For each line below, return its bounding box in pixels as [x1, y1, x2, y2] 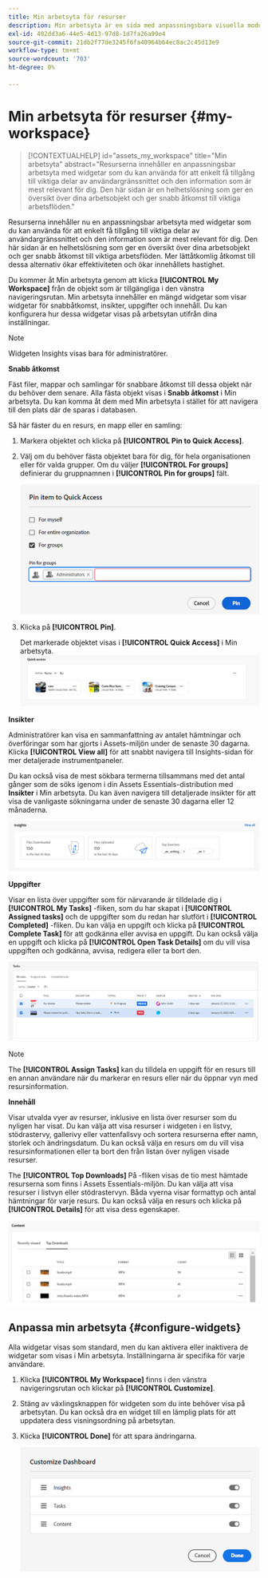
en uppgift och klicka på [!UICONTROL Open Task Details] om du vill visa [8, 937, 250, 947]
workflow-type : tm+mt [8, 46, 81, 55]
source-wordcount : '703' [8, 55, 91, 63]
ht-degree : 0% [8, 64, 56, 72]
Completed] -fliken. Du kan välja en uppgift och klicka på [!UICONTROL [8, 920, 246, 930]
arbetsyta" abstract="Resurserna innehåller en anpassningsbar [27, 159, 236, 169]
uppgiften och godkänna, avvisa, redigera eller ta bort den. [8, 946, 202, 956]
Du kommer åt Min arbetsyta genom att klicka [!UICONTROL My [8, 275, 219, 284]
